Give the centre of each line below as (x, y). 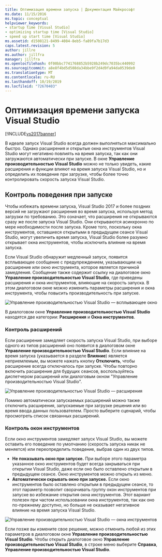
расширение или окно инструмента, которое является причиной (72, 267)
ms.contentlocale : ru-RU (30, 77)
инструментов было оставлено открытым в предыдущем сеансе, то (83, 484)
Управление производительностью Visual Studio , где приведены (74, 278)
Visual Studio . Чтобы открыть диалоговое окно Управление (67, 539)
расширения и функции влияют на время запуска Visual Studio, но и (75, 169)
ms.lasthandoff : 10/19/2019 (33, 82)
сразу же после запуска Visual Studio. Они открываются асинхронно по (79, 222)
